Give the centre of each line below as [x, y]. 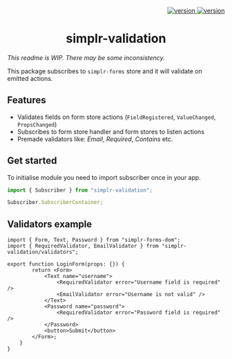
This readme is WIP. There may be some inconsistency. [86, 57]
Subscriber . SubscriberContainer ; [55, 203]
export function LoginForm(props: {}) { [66, 264]
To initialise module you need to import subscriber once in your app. [104, 177]
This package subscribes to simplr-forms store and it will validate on [105, 71]
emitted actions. [30, 78]
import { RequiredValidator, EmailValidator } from [83, 246]
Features [27, 100]
